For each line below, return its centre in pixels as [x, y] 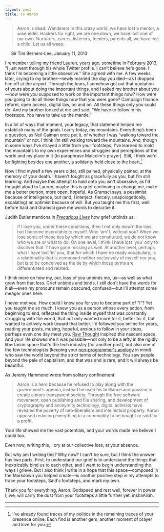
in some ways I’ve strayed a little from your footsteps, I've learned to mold [80, 145]
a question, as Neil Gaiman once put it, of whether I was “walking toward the [82, 135]
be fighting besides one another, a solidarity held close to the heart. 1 [74, 161]
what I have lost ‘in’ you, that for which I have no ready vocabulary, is [86, 253]
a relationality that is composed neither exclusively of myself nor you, [87, 258]
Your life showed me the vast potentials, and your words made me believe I [81, 431]
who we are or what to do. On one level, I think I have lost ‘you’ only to [88, 242]
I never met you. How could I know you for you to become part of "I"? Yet [79, 303]
